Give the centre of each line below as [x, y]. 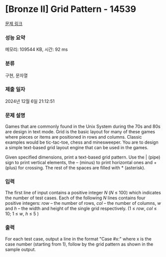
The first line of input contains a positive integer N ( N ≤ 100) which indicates [83, 193]
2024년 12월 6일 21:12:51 [30, 101]
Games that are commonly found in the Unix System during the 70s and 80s [83, 127]
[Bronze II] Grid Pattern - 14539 [71, 9]
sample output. [21, 249]
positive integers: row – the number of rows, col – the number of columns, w [83, 203]
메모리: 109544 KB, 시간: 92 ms [37, 49]
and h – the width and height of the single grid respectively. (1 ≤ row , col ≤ [81, 209]
